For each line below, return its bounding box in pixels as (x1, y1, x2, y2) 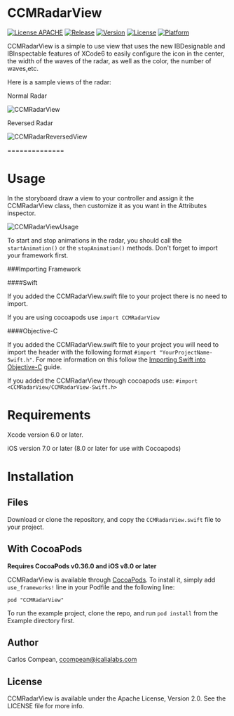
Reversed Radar (7, 118, 54, 127)
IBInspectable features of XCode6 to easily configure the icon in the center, (7, 49, 225, 58)
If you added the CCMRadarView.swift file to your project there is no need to (7, 292, 228, 300)
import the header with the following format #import (7, 347, 156, 356)
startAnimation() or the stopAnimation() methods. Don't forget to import (7, 243, 219, 252)
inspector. (7, 209, 36, 217)
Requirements (7, 407, 91, 423)
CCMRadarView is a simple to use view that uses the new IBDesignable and (7, 41, 226, 50)
